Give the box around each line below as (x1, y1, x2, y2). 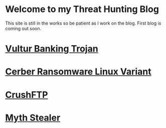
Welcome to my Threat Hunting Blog (5, 4, 159, 15)
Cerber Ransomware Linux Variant (5, 66, 151, 77)
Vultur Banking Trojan (5, 43, 99, 55)
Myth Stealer (5, 112, 61, 123)
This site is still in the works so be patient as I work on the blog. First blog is (5, 20, 161, 26)
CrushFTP (5, 89, 48, 100)
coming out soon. (5, 25, 42, 31)
